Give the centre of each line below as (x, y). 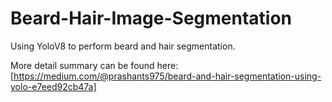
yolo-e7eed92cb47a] (53, 86)
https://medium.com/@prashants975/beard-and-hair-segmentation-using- (167, 76)
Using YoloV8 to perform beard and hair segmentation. (123, 46)
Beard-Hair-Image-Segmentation (151, 18)
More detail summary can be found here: (94, 65)
